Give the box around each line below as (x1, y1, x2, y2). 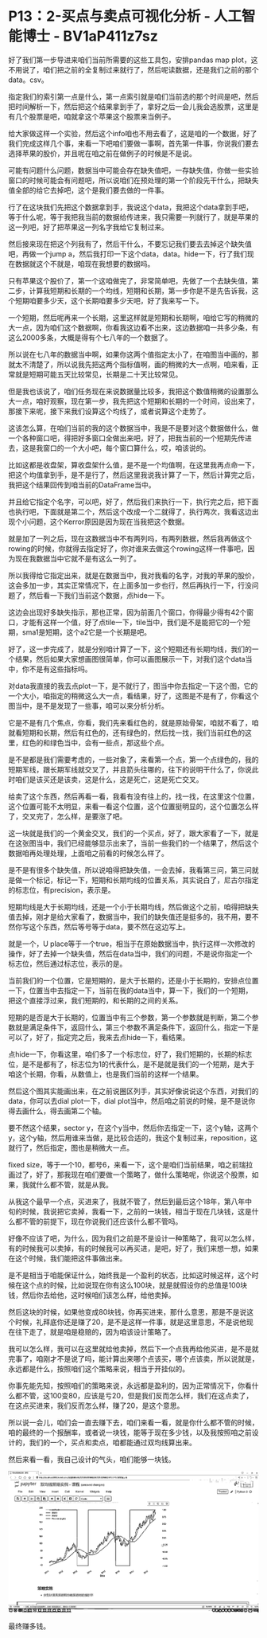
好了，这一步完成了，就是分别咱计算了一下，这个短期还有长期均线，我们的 (8, 644, 252, 654)
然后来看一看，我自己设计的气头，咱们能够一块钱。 (8, 1454, 176, 1464)
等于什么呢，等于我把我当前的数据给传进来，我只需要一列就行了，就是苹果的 (8, 212, 259, 221)
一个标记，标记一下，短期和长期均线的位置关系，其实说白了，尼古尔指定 (21, 875, 259, 885)
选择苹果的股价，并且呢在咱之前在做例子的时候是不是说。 (8, 148, 196, 158)
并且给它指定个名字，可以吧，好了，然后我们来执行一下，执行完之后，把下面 (8, 497, 259, 506)
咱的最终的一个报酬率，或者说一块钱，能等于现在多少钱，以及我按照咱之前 (8, 1427, 252, 1437)
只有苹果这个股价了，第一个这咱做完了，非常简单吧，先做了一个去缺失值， (8, 276, 252, 285)
